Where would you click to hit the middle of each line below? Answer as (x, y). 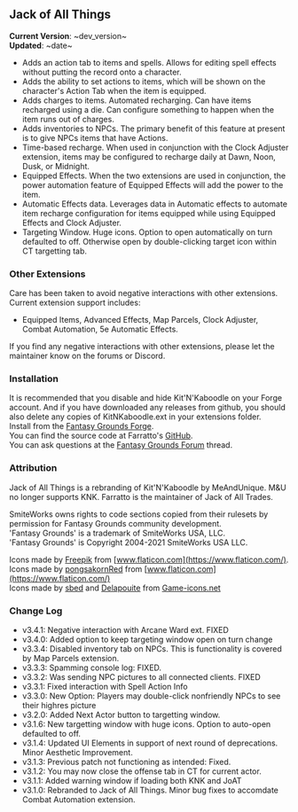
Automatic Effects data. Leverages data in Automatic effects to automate (155, 204)
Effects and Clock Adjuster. (72, 223)
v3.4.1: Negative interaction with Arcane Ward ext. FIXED (125, 630)
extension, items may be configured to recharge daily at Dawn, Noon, (149, 156)
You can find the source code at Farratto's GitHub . (101, 436)
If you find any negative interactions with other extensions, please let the (142, 347)
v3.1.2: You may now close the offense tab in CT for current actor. (141, 771)
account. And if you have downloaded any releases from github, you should (147, 408)
